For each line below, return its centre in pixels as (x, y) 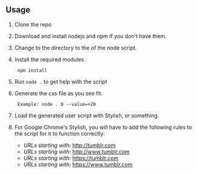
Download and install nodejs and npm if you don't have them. (91, 36)
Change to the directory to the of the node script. (75, 48)
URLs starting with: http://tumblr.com (69, 145)
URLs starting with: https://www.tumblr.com (78, 164)
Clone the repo (33, 24)
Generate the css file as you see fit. (59, 93)
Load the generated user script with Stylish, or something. (87, 115)
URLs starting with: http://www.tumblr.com (77, 151)
